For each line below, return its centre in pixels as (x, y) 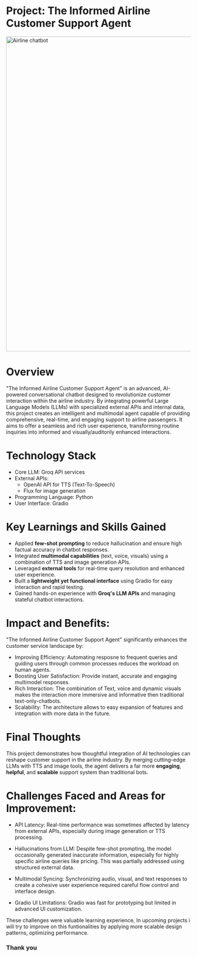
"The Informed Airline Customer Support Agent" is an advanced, (84, 388)
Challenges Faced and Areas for (86, 796)
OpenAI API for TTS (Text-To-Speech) (69, 484)
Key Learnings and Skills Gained (86, 527)
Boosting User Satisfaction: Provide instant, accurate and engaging (96, 676)
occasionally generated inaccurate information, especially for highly (96, 855)
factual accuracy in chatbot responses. (62, 549)
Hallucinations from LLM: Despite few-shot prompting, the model (93, 848)
